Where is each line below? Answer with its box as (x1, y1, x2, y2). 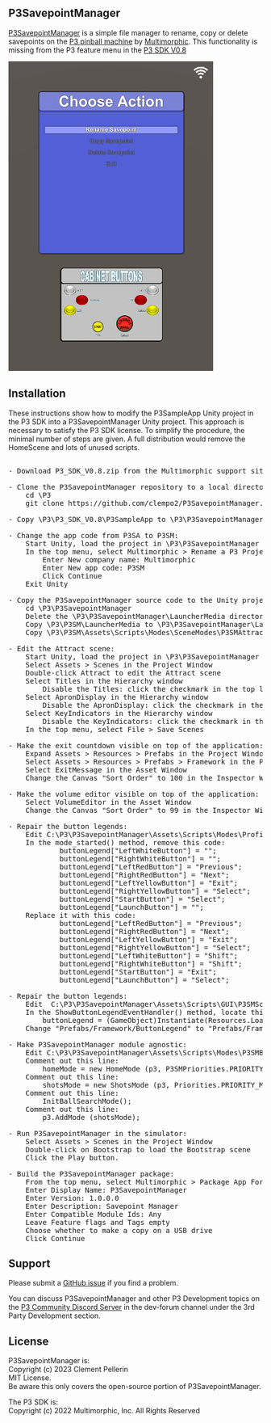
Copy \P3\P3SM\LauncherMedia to (25, 620, 153, 629)
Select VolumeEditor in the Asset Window (25, 798, 192, 806)
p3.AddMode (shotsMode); (42, 1113, 141, 1122)
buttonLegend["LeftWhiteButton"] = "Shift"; (59, 951, 239, 960)
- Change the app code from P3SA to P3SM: (8, 531, 179, 540)
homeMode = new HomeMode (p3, (42, 1064, 162, 1073)
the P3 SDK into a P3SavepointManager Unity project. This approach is (8, 416, 244, 427)
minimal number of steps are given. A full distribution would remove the (8, 434, 246, 444)
